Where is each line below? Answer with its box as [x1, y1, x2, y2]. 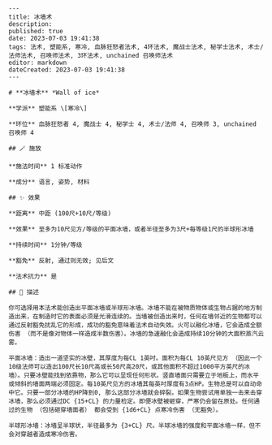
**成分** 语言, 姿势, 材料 [8, 178, 90, 186]
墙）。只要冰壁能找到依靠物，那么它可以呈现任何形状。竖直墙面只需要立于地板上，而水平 [8, 371, 260, 379]
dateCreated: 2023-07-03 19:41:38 [8, 66, 126, 74]
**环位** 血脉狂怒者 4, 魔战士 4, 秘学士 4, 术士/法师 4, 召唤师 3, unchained [8, 120, 257, 128]
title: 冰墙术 [8, 13, 53, 21]
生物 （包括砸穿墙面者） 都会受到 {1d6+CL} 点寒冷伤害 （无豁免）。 [19, 406, 222, 414]
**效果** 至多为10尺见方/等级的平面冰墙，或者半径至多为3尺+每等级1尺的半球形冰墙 [8, 225, 254, 233]
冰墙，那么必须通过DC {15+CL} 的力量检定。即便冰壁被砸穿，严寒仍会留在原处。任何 [8, 397, 254, 405]
